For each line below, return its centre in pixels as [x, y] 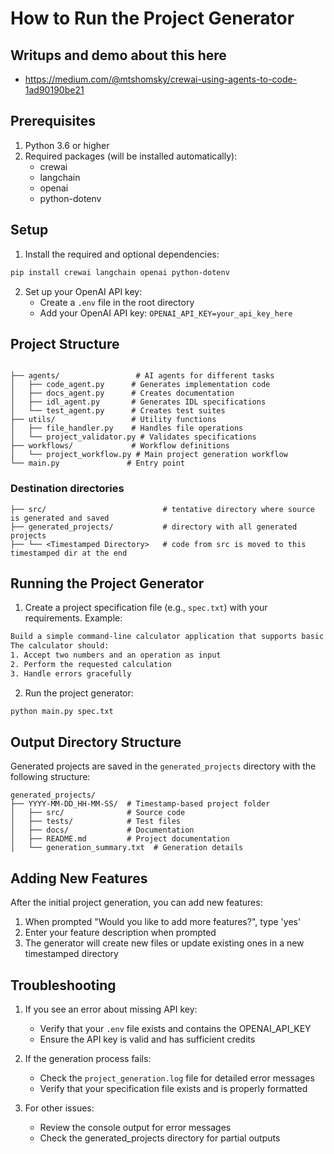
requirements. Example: [73, 618]
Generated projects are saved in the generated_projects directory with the [163, 766]
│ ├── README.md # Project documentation [120, 839]
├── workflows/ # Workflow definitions [120, 446]
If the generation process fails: [88, 1059]
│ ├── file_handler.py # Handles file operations [127, 428]
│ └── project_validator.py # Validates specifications [133, 437]
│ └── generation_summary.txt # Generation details [127, 848]
